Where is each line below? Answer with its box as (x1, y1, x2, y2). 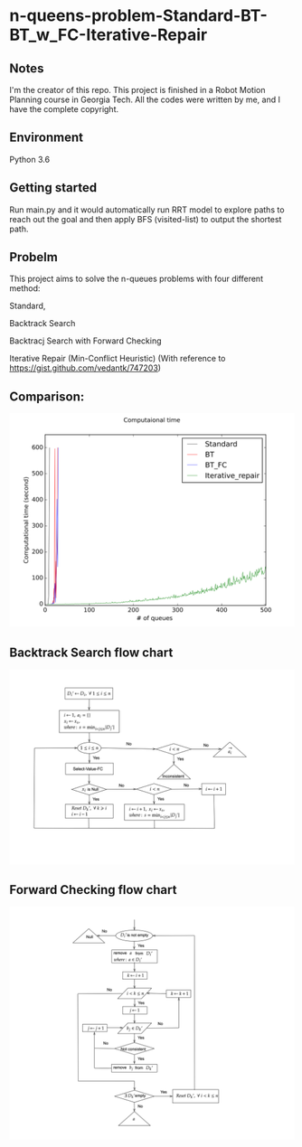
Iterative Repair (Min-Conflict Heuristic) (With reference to (9, 353, 226, 364)
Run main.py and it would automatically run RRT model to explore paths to (9, 204, 285, 215)
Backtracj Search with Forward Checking (9, 335, 162, 346)
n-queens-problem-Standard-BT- (9, 5, 269, 26)
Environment (9, 130, 84, 146)
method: (9, 283, 41, 294)
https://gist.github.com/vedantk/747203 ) (9, 362, 161, 373)
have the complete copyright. (9, 104, 119, 114)
